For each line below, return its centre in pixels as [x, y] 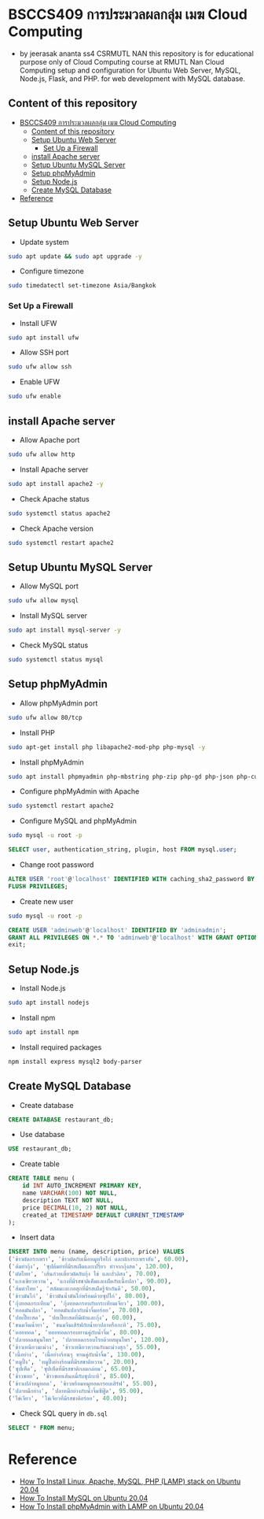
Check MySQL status [54, 645]
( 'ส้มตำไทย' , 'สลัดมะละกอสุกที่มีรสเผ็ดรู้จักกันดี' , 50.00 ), [82, 1288]
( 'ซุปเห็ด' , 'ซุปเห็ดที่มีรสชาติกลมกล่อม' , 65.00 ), [72, 1369]
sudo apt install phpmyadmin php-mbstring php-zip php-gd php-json [121, 776]
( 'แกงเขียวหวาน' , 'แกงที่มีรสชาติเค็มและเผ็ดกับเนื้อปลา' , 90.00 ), [90, 1281]
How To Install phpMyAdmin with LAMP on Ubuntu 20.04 [112, 1506]
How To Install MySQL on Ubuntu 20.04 [84, 1498]
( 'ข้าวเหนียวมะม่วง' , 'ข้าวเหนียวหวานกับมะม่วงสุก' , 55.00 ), [84, 1347]
